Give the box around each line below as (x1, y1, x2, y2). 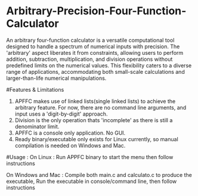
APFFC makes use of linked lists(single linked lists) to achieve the (14, 97, 176, 105)
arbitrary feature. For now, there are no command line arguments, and (14, 104, 187, 111)
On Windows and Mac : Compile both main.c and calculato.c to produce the (6, 171, 192, 178)
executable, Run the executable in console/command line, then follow (6, 178, 177, 185)
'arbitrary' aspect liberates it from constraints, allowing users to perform (6, 49, 184, 56)
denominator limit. (14, 123, 60, 130)
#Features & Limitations (6, 86, 64, 93)
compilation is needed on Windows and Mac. (14, 142, 126, 149)
